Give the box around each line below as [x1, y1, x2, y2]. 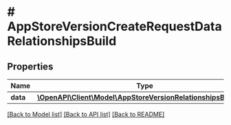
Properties [7, 60, 54, 72]
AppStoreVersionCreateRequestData [7, 19, 222, 34]
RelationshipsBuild [7, 34, 117, 49]
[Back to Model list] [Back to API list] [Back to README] [7, 111, 165, 118]
